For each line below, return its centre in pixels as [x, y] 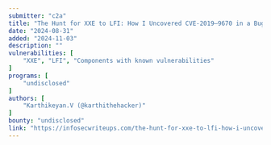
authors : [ [27, 98]
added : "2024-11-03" [43, 38]
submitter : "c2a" [38, 16]
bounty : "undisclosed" [46, 121]
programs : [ [28, 76]
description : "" [35, 46]
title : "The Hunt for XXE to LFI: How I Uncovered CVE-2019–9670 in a [129, 23]
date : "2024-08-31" [41, 31]
